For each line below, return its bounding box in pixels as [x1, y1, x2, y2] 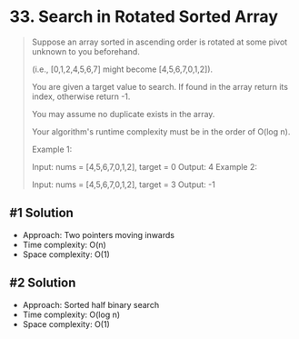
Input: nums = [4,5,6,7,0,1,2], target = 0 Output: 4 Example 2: [31, 161, 257, 172]
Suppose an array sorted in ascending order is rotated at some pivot [31, 36, 288, 47]
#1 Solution [9, 205, 75, 221]
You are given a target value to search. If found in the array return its [31, 81, 289, 92]
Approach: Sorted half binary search [22, 299, 160, 310]
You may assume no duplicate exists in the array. [31, 108, 215, 119]
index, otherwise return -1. [31, 91, 131, 102]
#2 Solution [9, 275, 76, 291]
